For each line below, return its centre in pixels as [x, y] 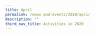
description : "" [22, 19]
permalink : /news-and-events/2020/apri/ [48, 14]
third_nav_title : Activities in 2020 [44, 24]
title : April [19, 10]
